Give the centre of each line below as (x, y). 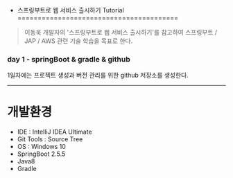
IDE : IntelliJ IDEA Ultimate (54, 132)
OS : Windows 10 (41, 147)
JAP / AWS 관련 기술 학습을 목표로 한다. (78, 41)
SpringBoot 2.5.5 (41, 154)
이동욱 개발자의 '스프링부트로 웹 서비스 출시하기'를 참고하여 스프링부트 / (121, 32)
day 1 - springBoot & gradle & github (69, 59)
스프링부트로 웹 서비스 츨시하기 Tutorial (71, 10)
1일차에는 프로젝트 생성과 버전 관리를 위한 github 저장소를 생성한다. (98, 75)
